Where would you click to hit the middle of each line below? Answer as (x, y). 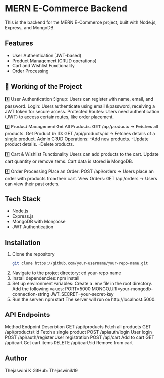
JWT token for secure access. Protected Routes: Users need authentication (82, 111)
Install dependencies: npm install (46, 278)
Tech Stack (23, 199)
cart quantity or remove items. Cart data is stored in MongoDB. (69, 161)
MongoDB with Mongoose (39, 222)
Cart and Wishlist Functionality (44, 65)
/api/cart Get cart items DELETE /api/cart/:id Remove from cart (69, 342)
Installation (23, 242)
